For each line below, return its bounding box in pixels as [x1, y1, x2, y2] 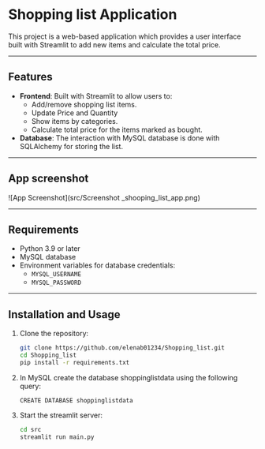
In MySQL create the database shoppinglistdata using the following [19, 372, 238, 382]
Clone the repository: [19, 329, 89, 339]
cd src [19, 425, 42, 433]
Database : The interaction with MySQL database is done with [19, 133, 220, 143]
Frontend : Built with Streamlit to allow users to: [19, 91, 173, 100]
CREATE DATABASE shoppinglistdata [19, 396, 133, 404]
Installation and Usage [8, 308, 121, 321]
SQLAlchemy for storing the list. [19, 141, 124, 151]
